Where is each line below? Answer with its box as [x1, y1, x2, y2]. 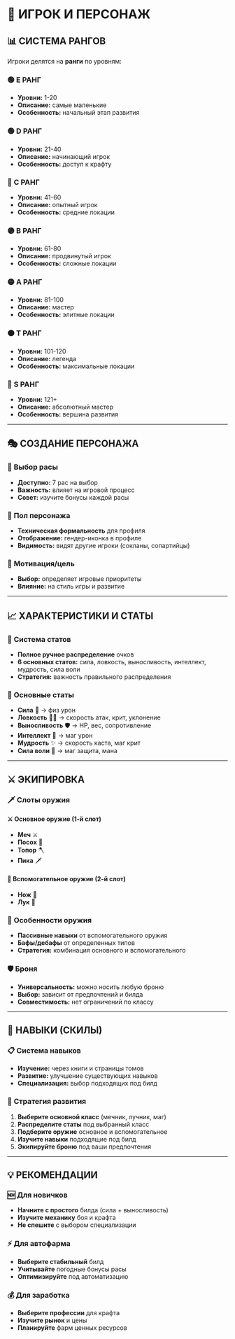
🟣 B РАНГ [7, 225, 42, 235]
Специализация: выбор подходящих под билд [17, 1079, 157, 1088]
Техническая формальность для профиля [17, 526, 145, 535]
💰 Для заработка [7, 1290, 70, 1300]
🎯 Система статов [7, 634, 71, 644]
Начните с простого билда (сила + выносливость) [17, 1206, 169, 1214]
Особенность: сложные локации [17, 259, 117, 268]
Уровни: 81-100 [17, 295, 64, 304]
